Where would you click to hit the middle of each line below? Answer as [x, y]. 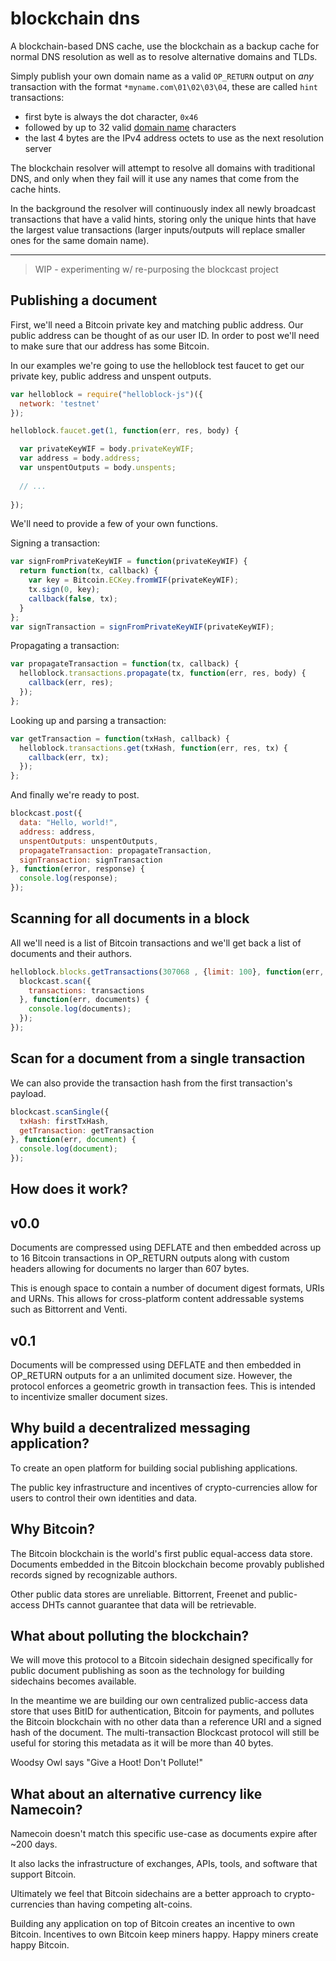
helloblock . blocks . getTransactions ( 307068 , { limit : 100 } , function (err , [167, 972]
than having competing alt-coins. [124, 1904]
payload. [28, 1093]
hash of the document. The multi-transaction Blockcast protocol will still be [165, 1733]
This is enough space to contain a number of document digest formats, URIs [167, 1288]
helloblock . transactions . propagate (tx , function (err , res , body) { [163, 673]
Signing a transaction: [55, 543]
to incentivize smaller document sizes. [89, 1397]
